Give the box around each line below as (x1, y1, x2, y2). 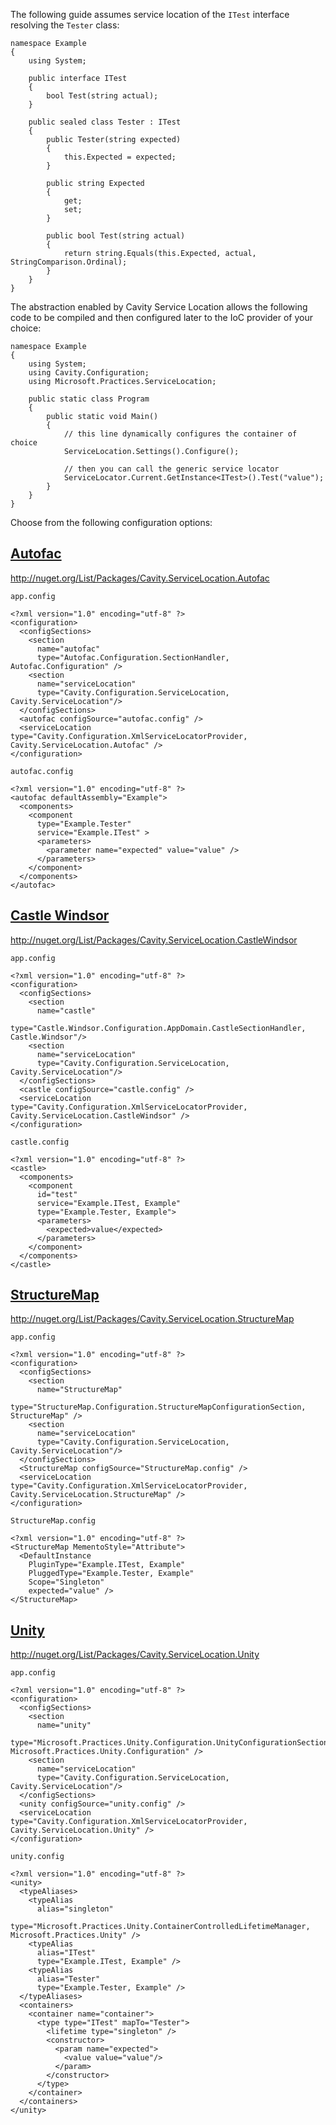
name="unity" (36, 1720, 92, 1731)
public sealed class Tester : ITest (28, 117, 182, 127)
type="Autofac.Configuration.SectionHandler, (36, 652, 230, 663)
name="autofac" (36, 644, 101, 654)
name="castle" (36, 1005, 97, 1016)
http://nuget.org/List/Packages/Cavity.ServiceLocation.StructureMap (10, 1313, 295, 1325)
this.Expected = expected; (63, 152, 177, 162)
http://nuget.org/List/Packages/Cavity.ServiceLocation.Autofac (10, 572, 270, 584)
